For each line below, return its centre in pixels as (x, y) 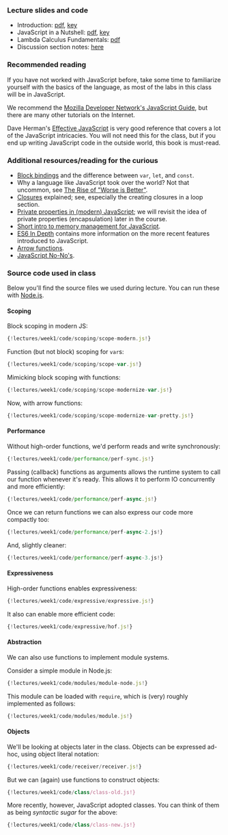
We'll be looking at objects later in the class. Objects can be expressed (106, 747)
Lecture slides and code (48, 10)
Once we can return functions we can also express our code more (100, 512)
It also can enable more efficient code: (61, 614)
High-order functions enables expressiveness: (72, 588)
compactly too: (28, 519)
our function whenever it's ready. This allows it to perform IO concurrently (111, 479)
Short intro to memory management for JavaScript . (89, 226)
